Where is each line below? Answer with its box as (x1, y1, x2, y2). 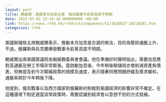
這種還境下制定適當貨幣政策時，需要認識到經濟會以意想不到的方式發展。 (5, 92, 152, 98)
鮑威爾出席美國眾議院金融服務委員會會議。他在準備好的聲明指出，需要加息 (5, 56, 157, 62)
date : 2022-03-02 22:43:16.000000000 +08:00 (5, 16, 98, 21)
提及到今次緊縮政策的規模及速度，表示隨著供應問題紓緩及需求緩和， (22, 68, 161, 74)
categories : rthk (5, 26, 41, 31)
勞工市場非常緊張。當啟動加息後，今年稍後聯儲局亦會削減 (26, 63, 144, 68)
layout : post (5, 7, 32, 12)
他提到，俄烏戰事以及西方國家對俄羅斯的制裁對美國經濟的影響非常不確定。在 (5, 85, 161, 91)
